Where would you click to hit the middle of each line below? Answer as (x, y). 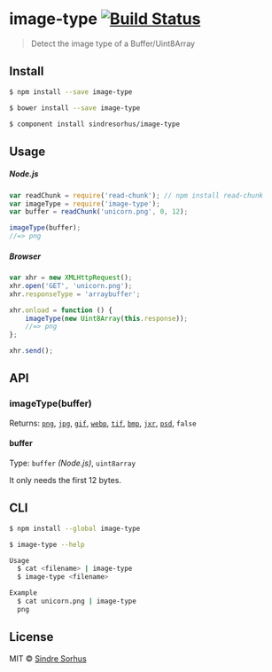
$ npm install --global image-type (75, 528)
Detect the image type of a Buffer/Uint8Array (113, 43)
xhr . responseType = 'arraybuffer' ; (75, 294)
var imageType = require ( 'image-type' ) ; (85, 204)
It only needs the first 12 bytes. (66, 480)
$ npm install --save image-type (71, 92)
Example (23, 593)
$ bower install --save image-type (75, 108)
